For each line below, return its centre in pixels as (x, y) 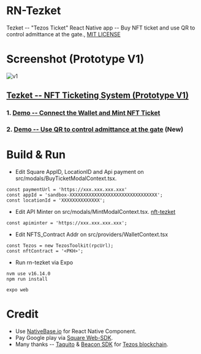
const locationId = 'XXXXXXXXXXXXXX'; (56, 200)
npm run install (27, 279)
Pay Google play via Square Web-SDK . (64, 337)
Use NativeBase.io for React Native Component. (76, 331)
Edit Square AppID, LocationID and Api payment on (79, 172)
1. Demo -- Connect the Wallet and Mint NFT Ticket (83, 113)
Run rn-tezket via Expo (44, 262)
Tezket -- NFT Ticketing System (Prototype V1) (97, 96)
